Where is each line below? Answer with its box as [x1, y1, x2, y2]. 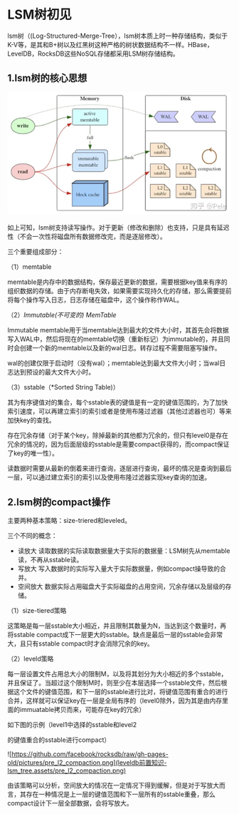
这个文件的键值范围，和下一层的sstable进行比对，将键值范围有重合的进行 [13, 688, 228, 696]
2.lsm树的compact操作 [7, 496, 110, 508]
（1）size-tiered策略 [7, 606, 67, 615]
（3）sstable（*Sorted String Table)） [7, 383, 119, 392]
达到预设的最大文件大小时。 [13, 368, 95, 377]
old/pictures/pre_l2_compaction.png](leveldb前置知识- [7, 758, 167, 767]
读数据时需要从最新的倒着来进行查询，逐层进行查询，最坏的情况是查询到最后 [7, 464, 232, 473]
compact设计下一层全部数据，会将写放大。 [7, 799, 133, 808]
